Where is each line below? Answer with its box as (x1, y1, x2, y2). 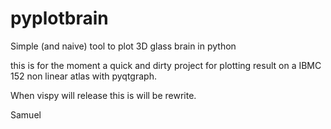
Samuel (10, 108, 42, 121)
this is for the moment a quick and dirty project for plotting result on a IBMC (10, 59, 322, 71)
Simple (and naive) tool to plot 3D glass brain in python (10, 40, 237, 52)
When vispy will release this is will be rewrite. (10, 89, 197, 101)
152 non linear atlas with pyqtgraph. (10, 70, 157, 82)
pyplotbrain (10, 7, 109, 30)
